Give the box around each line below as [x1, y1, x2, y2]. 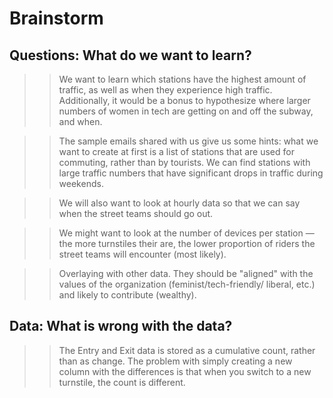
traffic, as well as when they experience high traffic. [58, 84, 273, 96]
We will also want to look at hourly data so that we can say [58, 197, 301, 209]
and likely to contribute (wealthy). [58, 289, 197, 301]
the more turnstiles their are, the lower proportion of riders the [58, 238, 316, 249]
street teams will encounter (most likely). [58, 248, 227, 260]
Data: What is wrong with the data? [9, 318, 233, 335]
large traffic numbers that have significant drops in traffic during [58, 167, 324, 179]
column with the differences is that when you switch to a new [58, 365, 312, 377]
